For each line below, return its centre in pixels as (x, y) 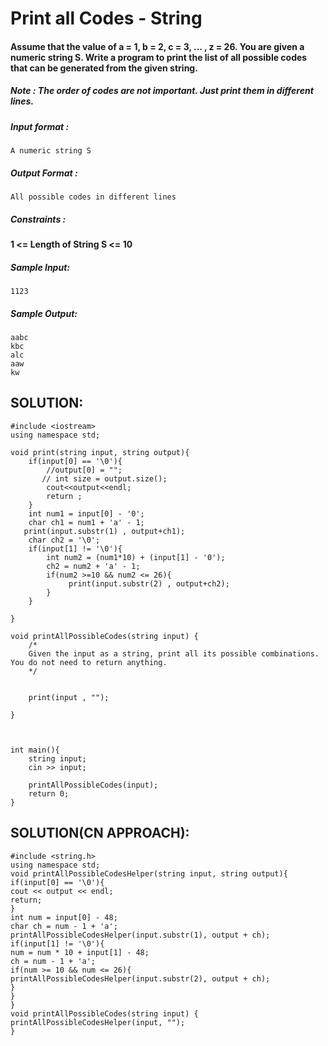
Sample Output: (44, 313)
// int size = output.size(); (104, 478)
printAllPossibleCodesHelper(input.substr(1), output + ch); (140, 935)
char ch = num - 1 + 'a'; (64, 926)
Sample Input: (40, 267)
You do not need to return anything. (89, 662)
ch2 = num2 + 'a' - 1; (93, 566)
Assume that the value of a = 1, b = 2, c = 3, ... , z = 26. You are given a (157, 46)
